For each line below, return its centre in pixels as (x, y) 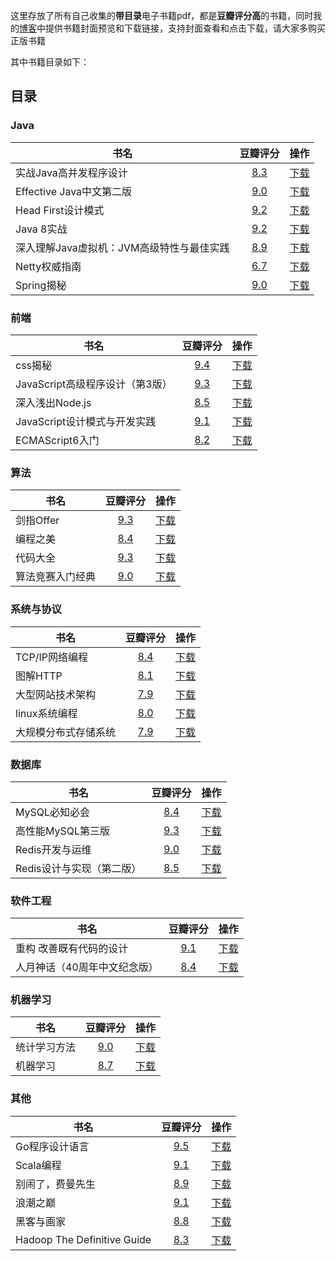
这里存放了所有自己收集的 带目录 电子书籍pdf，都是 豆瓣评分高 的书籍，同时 (162, 15)
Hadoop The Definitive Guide (83, 1239)
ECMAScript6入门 (57, 440)
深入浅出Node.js (53, 402)
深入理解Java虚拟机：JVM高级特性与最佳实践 (122, 247)
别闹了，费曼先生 (56, 1184)
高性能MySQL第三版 (63, 831)
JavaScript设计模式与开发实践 (86, 421)
